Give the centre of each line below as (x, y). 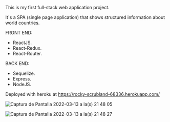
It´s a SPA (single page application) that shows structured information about (85, 17)
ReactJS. (22, 43)
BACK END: (17, 63)
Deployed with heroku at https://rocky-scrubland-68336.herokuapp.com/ (83, 94)
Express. (22, 79)
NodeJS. (22, 84)
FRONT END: (19, 33)
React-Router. (27, 54)
